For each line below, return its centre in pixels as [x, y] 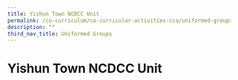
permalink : [23, 21]
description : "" [31, 27]
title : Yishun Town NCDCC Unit [53, 14]
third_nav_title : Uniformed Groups [60, 34]
